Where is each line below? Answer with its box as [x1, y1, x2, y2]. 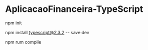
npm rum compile [5, 39, 41, 45]
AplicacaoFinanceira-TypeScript [5, 3, 143, 15]
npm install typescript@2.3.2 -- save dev [5, 29, 89, 35]
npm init [5, 20, 22, 26]
